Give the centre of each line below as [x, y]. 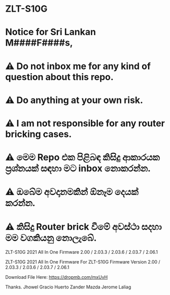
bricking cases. [39, 134]
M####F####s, [39, 43]
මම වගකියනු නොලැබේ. [51, 238]
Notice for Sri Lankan [51, 32]
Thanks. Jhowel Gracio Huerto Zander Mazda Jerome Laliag [68, 287]
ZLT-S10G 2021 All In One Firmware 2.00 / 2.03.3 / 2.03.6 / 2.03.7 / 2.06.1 [82, 252]
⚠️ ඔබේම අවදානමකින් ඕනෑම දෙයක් [72, 192]
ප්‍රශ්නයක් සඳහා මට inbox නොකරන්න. [78, 169]
